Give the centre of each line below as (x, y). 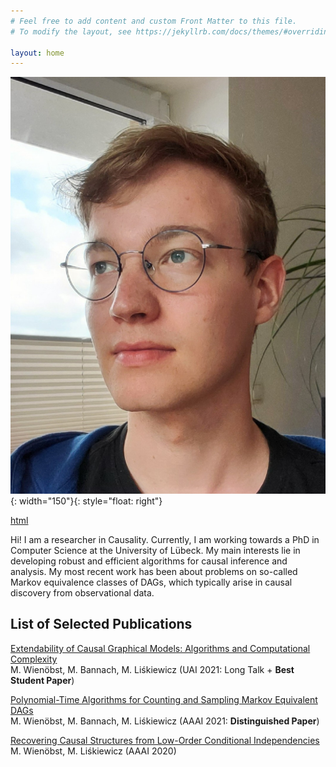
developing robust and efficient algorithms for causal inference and (149, 561)
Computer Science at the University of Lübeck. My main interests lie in (155, 551)
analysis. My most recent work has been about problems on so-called (154, 572)
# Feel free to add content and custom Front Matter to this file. (154, 21)
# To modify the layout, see (71, 31)
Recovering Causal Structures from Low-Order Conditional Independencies (165, 740)
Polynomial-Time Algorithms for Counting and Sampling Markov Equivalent (164, 699)
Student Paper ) (42, 680)
